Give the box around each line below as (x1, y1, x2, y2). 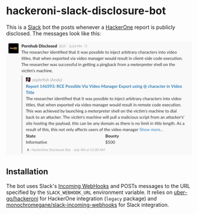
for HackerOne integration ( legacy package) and (39, 195, 157, 202)
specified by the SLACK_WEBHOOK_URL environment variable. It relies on (6, 189, 173, 196)
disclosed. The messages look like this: (6, 29, 101, 37)
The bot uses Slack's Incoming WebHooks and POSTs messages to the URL (6, 182, 191, 189)
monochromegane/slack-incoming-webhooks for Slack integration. (6, 201, 169, 208)
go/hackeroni (6, 195, 38, 202)
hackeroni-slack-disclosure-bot (6, 4, 166, 18)
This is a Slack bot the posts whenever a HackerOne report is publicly (6, 24, 176, 31)
